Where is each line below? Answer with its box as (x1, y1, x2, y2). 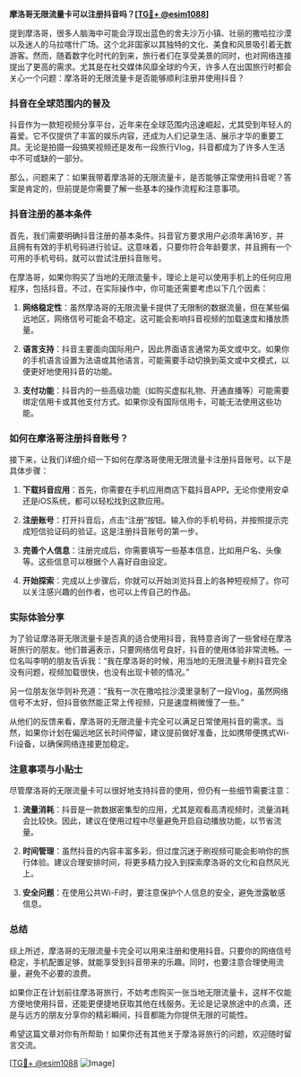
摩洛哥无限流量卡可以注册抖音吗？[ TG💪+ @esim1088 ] (9, 9, 210, 19)
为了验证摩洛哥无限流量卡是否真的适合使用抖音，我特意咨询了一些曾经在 (9, 633, 276, 644)
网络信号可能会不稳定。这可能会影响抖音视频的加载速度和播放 (53, 313, 282, 324)
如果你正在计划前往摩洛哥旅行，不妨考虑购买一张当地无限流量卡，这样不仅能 (9, 986, 292, 997)
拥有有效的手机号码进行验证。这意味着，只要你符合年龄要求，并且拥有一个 (16, 241, 292, 252)
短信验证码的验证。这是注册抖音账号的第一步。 (30, 525, 203, 537)
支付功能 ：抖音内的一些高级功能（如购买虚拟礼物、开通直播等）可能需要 (21, 385, 289, 396)
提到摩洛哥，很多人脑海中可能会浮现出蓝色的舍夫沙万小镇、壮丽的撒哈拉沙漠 (9, 28, 292, 39)
